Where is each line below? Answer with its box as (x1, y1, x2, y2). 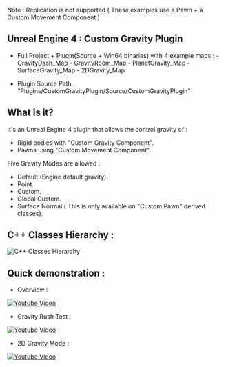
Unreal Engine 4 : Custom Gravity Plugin (7, 33, 183, 45)
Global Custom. (17, 195, 61, 203)
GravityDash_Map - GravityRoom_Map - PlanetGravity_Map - (17, 59, 191, 67)
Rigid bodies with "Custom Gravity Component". (17, 138, 154, 147)
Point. (17, 179, 34, 188)
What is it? (7, 107, 54, 119)
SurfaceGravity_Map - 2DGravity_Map (17, 66, 125, 75)
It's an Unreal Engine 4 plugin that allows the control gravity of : (7, 125, 188, 133)
